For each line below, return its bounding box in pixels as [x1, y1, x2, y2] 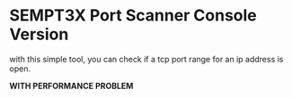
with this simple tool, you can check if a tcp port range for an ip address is [9, 53, 284, 64]
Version [9, 24, 69, 45]
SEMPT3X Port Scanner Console [9, 5, 258, 26]
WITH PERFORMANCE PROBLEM [9, 80, 134, 91]
